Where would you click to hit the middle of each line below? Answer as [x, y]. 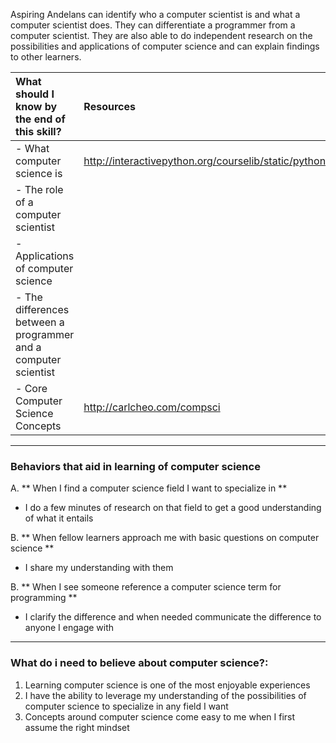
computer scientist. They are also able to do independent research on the [161, 35]
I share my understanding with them [99, 568]
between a [40, 322]
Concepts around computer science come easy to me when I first [160, 716]
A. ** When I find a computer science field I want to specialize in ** [149, 488]
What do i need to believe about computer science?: [139, 663]
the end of [40, 119]
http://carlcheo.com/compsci [152, 407]
